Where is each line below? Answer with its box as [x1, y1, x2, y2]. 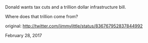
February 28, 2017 [5, 33, 42, 38]
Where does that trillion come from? [5, 14, 78, 19]
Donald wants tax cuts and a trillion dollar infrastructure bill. [5, 4, 126, 10]
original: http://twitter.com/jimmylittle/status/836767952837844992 [5, 23, 143, 29]
